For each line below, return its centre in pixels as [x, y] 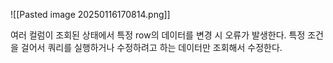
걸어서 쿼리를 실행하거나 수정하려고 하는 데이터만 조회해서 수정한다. [151, 47]
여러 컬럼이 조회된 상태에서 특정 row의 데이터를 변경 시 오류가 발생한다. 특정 [158, 35]
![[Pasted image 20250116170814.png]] [90, 14]
